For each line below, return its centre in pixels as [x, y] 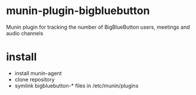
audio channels [25, 33]
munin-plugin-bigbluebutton [78, 11]
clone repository [35, 79]
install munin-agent [38, 73]
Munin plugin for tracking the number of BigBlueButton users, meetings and [98, 27]
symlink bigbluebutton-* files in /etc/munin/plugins [76, 86]
